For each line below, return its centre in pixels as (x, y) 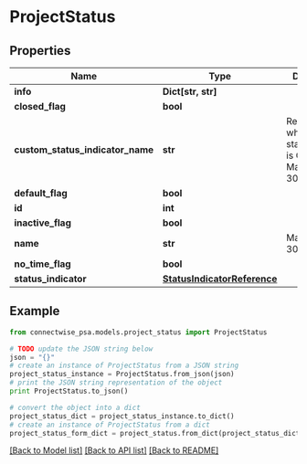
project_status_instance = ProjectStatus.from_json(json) (122, 374)
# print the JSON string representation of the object (116, 383)
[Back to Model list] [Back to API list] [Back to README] (114, 450)
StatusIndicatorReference (220, 279)
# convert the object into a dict (75, 407)
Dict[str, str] (190, 91)
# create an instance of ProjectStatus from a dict (110, 425)
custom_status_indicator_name (84, 150)
